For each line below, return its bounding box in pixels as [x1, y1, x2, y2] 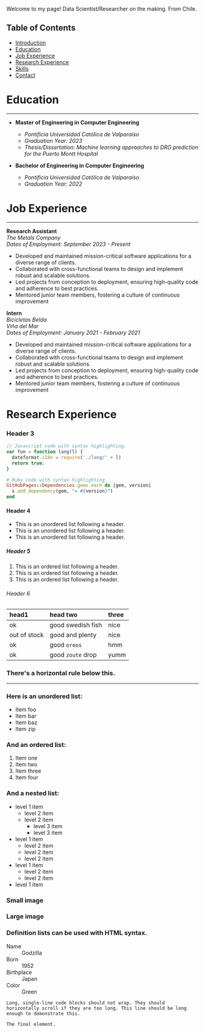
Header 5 [6, 547, 31, 555]
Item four [15, 774, 38, 781]
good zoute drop [49, 651, 97, 659]
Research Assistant [6, 227, 57, 234]
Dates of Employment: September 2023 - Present [6, 240, 131, 248]
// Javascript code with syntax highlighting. [6, 443, 127, 449]
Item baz [15, 719, 38, 726]
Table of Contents [6, 23, 76, 33]
